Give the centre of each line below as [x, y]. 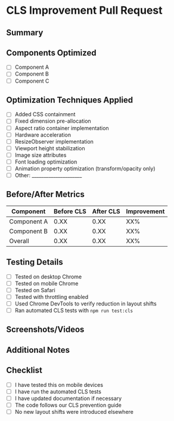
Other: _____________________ [48, 175]
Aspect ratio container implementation [62, 128]
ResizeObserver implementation [54, 141]
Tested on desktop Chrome [48, 277]
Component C [32, 81]
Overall [19, 241]
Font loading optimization [46, 162]
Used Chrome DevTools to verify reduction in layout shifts [86, 304]
